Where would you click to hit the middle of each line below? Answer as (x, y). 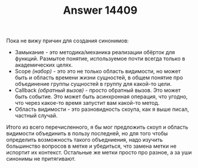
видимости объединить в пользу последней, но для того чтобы (87, 133)
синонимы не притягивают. (41, 159)
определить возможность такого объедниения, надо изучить (84, 140)
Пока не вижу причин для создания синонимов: (68, 41)
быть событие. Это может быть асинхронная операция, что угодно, (101, 97)
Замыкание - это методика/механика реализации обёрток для (95, 52)
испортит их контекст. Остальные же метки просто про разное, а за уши (99, 153)
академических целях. (44, 65)
